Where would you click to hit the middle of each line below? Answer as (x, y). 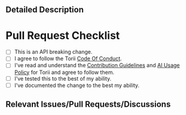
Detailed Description (45, 10)
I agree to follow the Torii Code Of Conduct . (68, 58)
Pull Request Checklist (63, 35)
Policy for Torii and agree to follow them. (64, 72)
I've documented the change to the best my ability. (77, 85)
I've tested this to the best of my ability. (63, 78)
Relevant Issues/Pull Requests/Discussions (88, 105)
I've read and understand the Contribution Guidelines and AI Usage (97, 66)
